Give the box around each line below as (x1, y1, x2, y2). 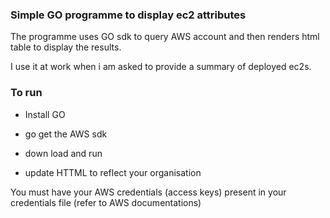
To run (10, 86, 43, 100)
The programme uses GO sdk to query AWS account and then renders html (10, 31, 320, 43)
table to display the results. (10, 41, 122, 53)
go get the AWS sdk (24, 128, 108, 140)
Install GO (24, 108, 66, 120)
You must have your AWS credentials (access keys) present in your (10, 186, 287, 198)
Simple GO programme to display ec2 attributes (10, 8, 247, 22)
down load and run (24, 147, 103, 159)
